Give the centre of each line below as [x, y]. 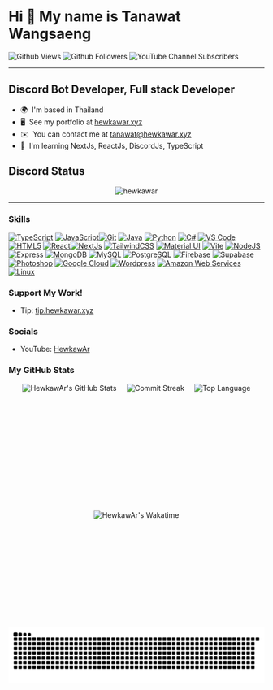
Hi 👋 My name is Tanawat [95, 17]
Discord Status [47, 171]
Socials [23, 332]
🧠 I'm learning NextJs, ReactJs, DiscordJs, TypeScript [112, 145]
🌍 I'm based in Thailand [62, 110]
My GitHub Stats [41, 371]
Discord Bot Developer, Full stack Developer [122, 90]
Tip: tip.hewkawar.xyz [57, 310]
